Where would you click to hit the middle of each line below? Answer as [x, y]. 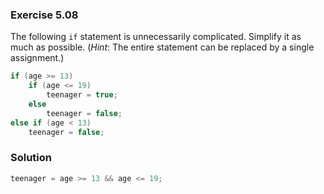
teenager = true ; [82, 95]
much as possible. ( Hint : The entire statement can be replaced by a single [162, 47]
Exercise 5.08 [44, 15]
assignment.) [37, 58]
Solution [31, 158]
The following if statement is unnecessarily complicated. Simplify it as [156, 37]
